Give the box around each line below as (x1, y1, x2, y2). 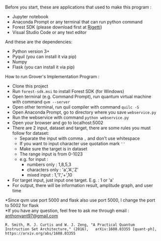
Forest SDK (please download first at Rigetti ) (12, 24, 102, 30)
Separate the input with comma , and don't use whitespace (19, 135, 140, 141)
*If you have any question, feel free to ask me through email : (5, 208, 129, 213)
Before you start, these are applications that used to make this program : (5, 4, 152, 10)
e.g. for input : (19, 156, 48, 162)
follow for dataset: (12, 130, 49, 136)
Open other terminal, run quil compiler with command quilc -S (12, 104, 139, 110)
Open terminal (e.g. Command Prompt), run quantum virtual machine (12, 93, 151, 99)
